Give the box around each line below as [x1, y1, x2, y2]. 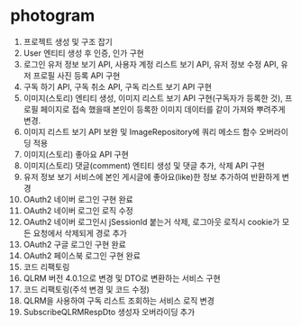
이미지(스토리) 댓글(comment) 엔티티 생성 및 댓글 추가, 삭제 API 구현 [23, 159, 265, 171]
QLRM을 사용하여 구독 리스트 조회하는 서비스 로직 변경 [23, 294, 215, 306]
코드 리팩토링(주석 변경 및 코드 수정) [23, 284, 150, 294]
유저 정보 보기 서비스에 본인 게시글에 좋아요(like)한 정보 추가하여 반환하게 [23, 171, 280, 182]
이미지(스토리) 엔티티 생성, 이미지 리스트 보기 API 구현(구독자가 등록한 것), [23, 92, 283, 104]
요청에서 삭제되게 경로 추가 [32, 227, 127, 239]
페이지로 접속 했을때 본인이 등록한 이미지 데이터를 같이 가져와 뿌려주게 [40, 104, 287, 114]
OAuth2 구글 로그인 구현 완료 [23, 239, 127, 249]
